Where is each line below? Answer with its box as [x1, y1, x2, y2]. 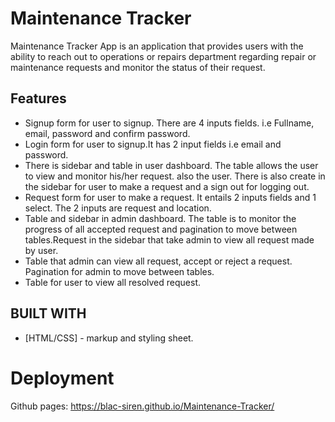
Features [10, 90, 67, 107]
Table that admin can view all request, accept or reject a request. [24, 255, 293, 267]
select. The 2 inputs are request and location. [24, 202, 212, 214]
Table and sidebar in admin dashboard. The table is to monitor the [24, 212, 297, 224]
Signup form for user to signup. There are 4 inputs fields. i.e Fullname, [24, 117, 315, 129]
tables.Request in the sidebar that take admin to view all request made [24, 233, 315, 246]
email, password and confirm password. [24, 127, 191, 139]
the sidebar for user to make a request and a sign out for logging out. [24, 180, 310, 192]
